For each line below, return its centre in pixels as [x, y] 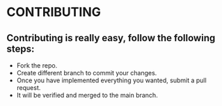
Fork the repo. [37, 66]
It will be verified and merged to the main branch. [87, 95]
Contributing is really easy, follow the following [111, 38]
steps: [21, 48]
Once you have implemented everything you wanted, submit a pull [111, 80]
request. [29, 88]
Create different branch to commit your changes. [87, 73]
